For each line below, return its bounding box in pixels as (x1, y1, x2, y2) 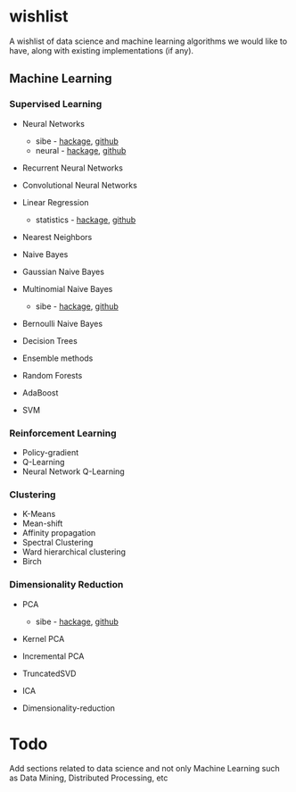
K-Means (21, 509, 56, 520)
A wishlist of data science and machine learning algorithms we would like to (9, 36, 288, 46)
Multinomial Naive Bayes (21, 283, 113, 294)
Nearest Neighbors (21, 231, 93, 242)
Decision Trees (21, 335, 78, 346)
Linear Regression (21, 196, 89, 207)
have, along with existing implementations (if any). (9, 45, 194, 55)
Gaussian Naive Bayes (21, 266, 105, 277)
